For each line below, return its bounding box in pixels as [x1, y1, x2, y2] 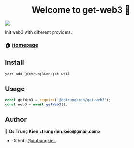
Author [5, 116, 27, 124]
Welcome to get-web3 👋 [31, 4, 131, 15]
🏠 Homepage [5, 42, 39, 48]
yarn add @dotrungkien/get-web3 [5, 71, 70, 76]
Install [5, 59, 24, 67]
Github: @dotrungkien [12, 137, 56, 143]
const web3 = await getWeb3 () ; [5, 102, 68, 107]
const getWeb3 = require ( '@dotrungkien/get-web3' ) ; [5, 98, 111, 103]
